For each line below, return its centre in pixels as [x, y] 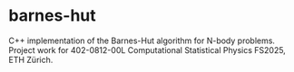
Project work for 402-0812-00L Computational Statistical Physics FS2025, [147, 49]
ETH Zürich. [31, 59]
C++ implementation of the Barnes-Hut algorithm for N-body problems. [142, 40]
